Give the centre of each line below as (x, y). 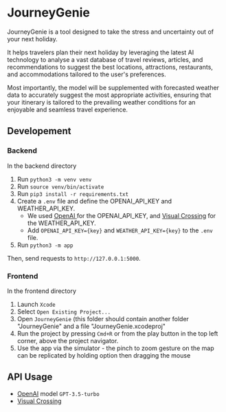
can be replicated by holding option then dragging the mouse (104, 355)
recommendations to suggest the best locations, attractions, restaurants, (110, 67)
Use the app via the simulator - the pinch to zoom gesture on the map (115, 348)
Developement (39, 131)
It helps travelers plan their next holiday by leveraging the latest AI (101, 52)
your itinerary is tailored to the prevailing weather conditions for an (101, 102)
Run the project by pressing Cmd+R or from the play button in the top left (117, 333)
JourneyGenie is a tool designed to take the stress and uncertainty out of (111, 32)
